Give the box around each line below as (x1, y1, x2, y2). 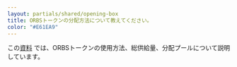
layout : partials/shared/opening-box (7, 10, 119, 18)
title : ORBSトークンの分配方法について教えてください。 (7, 17, 153, 24)
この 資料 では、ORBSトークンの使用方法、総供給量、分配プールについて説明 (7, 44, 231, 52)
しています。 (7, 52, 45, 61)
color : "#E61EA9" (7, 23, 59, 30)
